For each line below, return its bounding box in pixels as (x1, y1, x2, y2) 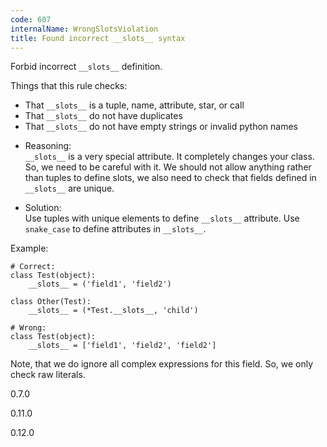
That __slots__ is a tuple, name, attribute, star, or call (24, 99, 245, 111)
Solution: (24, 202, 62, 214)
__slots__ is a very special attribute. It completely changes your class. (24, 151, 315, 163)
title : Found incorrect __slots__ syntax (10, 33, 186, 43)
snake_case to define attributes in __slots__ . (24, 223, 207, 235)
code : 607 (10, 14, 52, 25)
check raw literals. (10, 369, 86, 381)
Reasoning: (24, 140, 72, 152)
